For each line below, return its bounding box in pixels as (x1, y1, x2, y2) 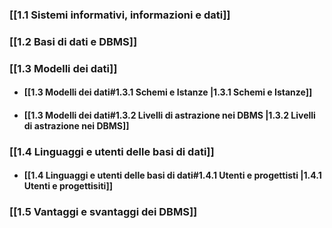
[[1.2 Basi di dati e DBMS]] (9, 34, 138, 48)
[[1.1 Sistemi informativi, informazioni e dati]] (9, 8, 231, 22)
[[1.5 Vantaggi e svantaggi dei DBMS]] (9, 205, 198, 219)
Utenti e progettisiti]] (23, 180, 113, 192)
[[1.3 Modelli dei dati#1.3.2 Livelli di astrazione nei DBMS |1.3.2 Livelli (23, 109, 316, 121)
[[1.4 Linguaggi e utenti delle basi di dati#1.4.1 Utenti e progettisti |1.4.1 (23, 169, 322, 182)
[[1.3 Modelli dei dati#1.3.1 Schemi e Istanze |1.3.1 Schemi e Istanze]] (23, 86, 313, 98)
